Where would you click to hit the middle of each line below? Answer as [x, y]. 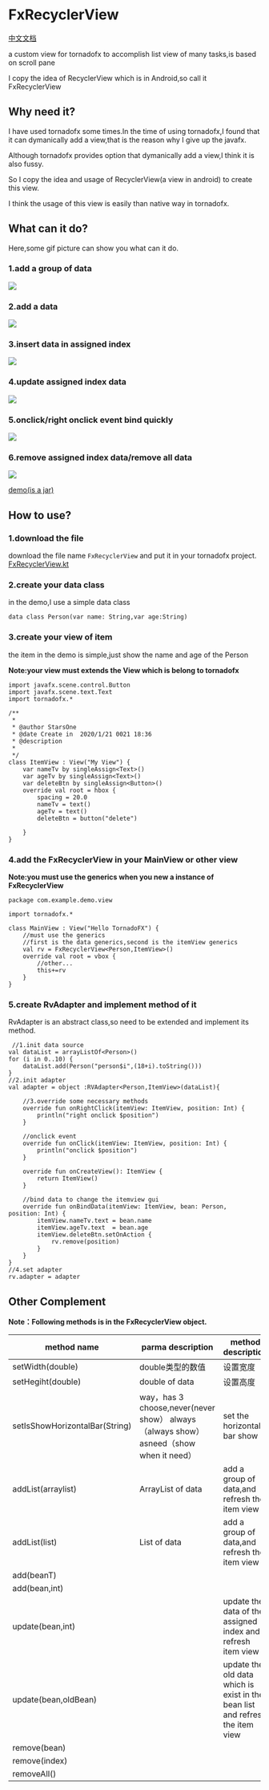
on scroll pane [32, 63]
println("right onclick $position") [98, 1116]
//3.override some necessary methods [86, 1102]
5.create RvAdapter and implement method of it [102, 1005]
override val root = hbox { [69, 790]
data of [237, 1612]
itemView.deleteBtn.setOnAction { [94, 1235]
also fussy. [26, 164]
